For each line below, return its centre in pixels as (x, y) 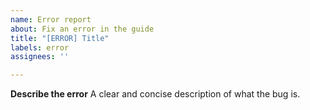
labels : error (40, 47)
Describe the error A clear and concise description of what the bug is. (155, 94)
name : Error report (51, 19)
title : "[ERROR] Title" (60, 38)
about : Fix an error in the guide (82, 29)
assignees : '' (40, 57)
